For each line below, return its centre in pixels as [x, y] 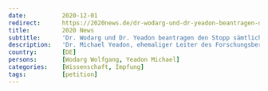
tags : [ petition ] [53, 74]
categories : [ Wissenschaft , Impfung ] [77, 67]
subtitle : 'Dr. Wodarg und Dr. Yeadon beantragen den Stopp [119, 38]
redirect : [25, 23]
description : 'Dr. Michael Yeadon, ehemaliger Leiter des [110, 45]
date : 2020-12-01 [53, 15]
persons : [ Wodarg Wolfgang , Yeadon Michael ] [94, 60]
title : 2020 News [51, 30]
